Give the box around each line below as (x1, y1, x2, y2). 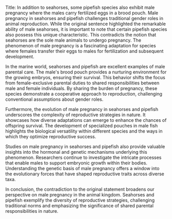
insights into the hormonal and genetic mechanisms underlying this (5, 149, 147, 155)
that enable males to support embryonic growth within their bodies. (5, 160, 148, 166)
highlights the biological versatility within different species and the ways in (5, 128, 163, 134)
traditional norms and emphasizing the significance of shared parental (5, 203, 154, 209)
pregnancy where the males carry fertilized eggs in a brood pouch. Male (5, 10, 158, 16)
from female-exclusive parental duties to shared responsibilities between (5, 80, 160, 86)
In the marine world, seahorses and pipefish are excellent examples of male (5, 64, 165, 69)
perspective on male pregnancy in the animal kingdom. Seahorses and (5, 192, 155, 197)
